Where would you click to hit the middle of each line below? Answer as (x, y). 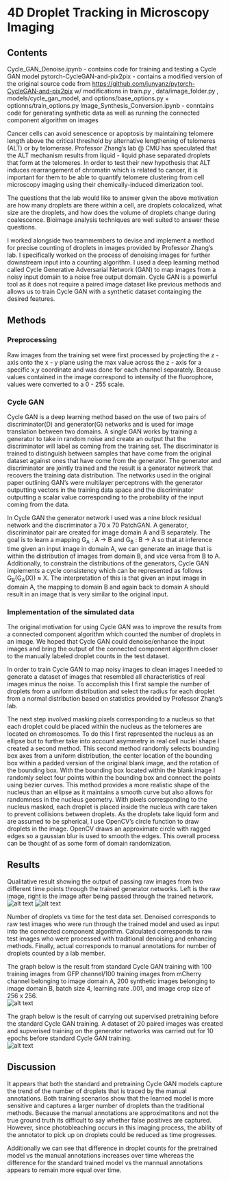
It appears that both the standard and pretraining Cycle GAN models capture (115, 1083)
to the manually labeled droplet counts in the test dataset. (88, 656)
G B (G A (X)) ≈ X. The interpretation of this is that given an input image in (107, 578)
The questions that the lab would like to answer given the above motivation (113, 198)
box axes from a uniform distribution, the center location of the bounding (110, 755)
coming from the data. (38, 504)
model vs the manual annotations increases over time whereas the (101, 1155)
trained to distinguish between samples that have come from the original (109, 453)
